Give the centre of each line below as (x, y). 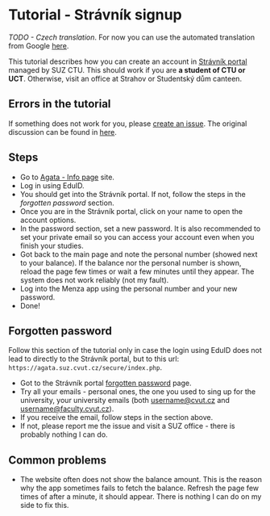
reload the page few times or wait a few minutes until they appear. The (137, 271)
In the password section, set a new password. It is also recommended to (140, 229)
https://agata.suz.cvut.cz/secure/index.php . (85, 367)
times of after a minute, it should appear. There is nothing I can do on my (141, 497)
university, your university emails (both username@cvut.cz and (125, 401)
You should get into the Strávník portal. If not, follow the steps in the (133, 194)
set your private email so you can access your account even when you (137, 237)
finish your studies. (52, 245)
